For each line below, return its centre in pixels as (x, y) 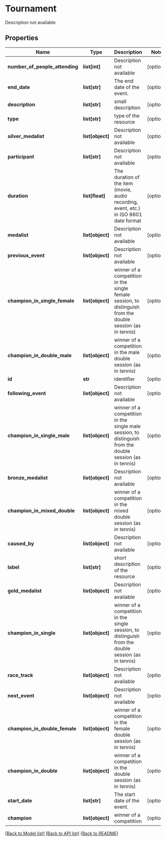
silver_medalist (26, 136)
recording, (126, 202)
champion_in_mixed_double (41, 511)
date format (128, 221)
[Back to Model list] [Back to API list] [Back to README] (62, 833)
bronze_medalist (28, 477)
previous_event (26, 255)
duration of (127, 177)
